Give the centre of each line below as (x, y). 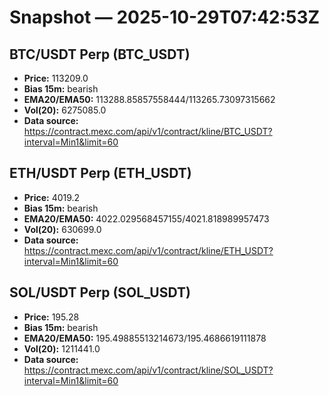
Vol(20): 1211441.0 (62, 348)
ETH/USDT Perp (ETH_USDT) (100, 173)
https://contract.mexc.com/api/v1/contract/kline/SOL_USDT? (148, 370)
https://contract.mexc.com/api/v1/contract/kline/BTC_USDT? (148, 131)
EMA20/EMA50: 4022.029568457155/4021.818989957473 (146, 218)
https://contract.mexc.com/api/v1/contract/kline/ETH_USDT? (148, 250)
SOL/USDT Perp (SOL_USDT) (100, 292)
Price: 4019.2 (52, 197)
